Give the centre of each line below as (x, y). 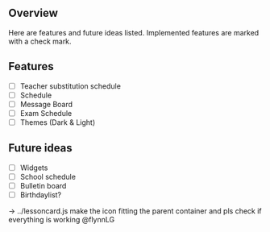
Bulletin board (43, 185)
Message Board (46, 104)
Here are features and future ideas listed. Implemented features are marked (134, 32)
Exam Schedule (46, 113)
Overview (33, 13)
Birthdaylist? (41, 195)
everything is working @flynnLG (62, 220)
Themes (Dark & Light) (58, 122)
